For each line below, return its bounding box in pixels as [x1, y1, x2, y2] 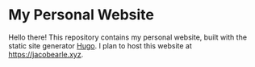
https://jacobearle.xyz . [8, 49, 84, 59]
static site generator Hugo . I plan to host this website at [8, 40, 192, 50]
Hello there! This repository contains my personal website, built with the [8, 32, 248, 42]
